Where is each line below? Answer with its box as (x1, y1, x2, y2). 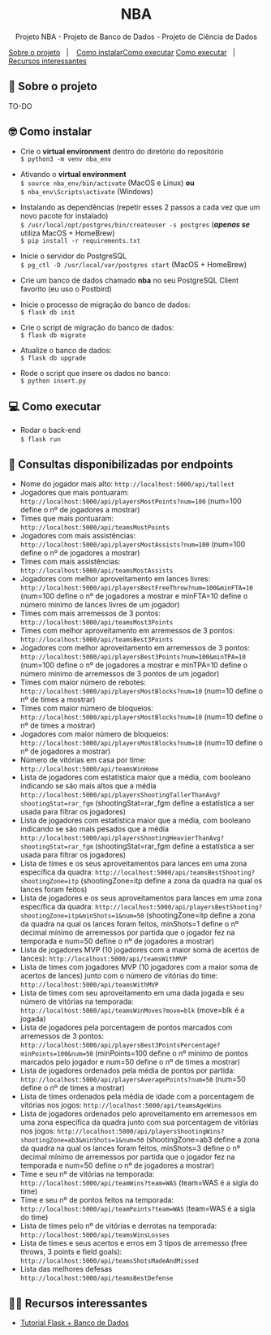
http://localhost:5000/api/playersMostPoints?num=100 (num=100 (19, 496, 242, 506)
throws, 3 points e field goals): (19, 1247, 123, 1257)
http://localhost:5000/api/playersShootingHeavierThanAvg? (19, 834, 225, 843)
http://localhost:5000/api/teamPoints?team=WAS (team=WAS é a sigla (19, 1203, 256, 1214)
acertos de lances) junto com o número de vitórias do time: (19, 971, 218, 981)
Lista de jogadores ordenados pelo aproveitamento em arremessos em (19, 1109, 257, 1119)
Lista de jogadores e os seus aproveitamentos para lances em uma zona (19, 893, 262, 903)
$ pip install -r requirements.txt (19, 236, 141, 244)
